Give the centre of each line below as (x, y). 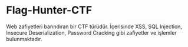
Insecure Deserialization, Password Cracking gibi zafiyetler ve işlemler (91, 32)
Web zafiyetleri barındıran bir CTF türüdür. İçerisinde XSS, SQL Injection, (94, 26)
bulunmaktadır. (24, 39)
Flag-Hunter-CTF (49, 10)
